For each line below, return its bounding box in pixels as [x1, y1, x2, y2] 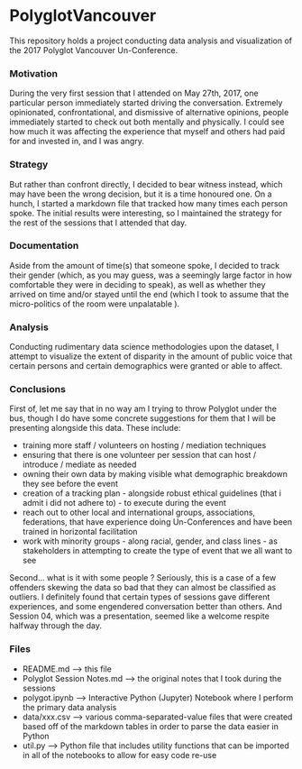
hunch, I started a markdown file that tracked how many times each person [9, 197, 288, 208]
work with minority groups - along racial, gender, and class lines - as [22, 536, 278, 546]
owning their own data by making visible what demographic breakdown [22, 469, 288, 480]
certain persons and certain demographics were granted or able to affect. [9, 361, 283, 371]
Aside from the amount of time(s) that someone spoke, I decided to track [9, 260, 280, 270]
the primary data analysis [22, 701, 117, 712]
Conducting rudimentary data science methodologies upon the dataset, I [9, 342, 279, 352]
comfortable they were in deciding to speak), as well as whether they [9, 279, 266, 289]
